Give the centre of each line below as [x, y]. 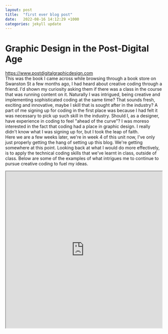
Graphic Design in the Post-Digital [77, 49]
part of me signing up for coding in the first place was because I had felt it [81, 110]
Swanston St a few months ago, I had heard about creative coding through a [84, 84]
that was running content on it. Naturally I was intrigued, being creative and [83, 95]
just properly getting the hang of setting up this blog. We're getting [74, 142]
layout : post [19, 10]
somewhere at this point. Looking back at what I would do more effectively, [82, 148]
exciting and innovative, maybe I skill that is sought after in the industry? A [81, 105]
